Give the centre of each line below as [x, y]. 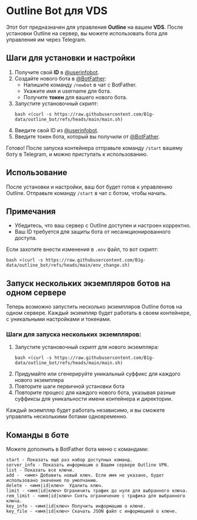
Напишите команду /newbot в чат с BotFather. [80, 85]
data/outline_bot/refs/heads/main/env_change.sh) [68, 266]
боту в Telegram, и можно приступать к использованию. [77, 154]
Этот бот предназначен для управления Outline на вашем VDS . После [95, 27]
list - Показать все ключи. [41, 470]
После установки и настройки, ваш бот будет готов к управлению [89, 187]
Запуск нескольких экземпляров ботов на [88, 283]
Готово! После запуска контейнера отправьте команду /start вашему [94, 147]
